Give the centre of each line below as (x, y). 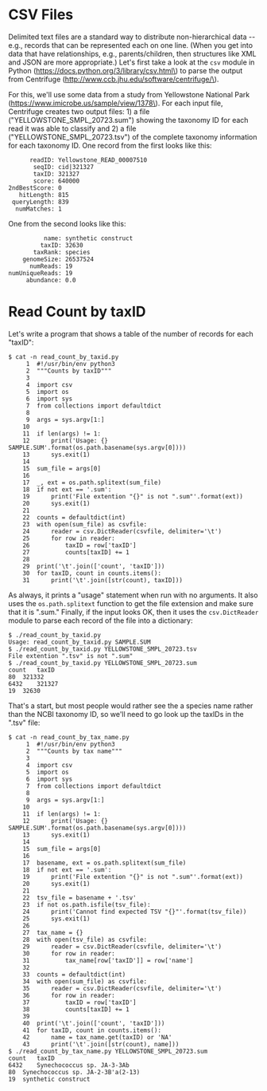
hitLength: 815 (44, 195)
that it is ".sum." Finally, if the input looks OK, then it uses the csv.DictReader (133, 612)
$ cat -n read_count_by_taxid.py (64, 356)
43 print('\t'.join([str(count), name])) (101, 1044)
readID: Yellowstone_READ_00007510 (88, 160)
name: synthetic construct (88, 238)
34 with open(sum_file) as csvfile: (85, 981)
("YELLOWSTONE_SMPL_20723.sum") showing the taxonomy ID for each (128, 120)
